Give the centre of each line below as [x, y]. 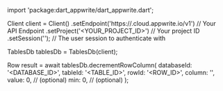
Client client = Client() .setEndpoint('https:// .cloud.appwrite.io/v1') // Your [112, 23]
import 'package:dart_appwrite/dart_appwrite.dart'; [81, 10]
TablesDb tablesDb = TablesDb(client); [63, 52]
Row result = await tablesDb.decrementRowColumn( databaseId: [100, 65]
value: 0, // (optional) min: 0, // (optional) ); [68, 80]
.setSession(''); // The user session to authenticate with [86, 38]
